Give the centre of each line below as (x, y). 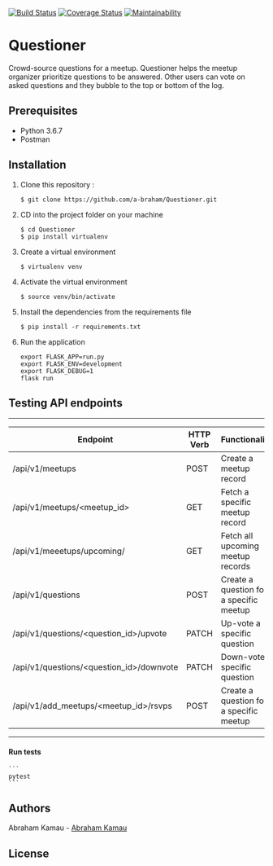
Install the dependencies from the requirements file (106, 312)
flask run (37, 378)
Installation (37, 165)
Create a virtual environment (68, 252)
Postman (35, 139)
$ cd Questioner (48, 229)
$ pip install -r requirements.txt (80, 327)
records (236, 566)
